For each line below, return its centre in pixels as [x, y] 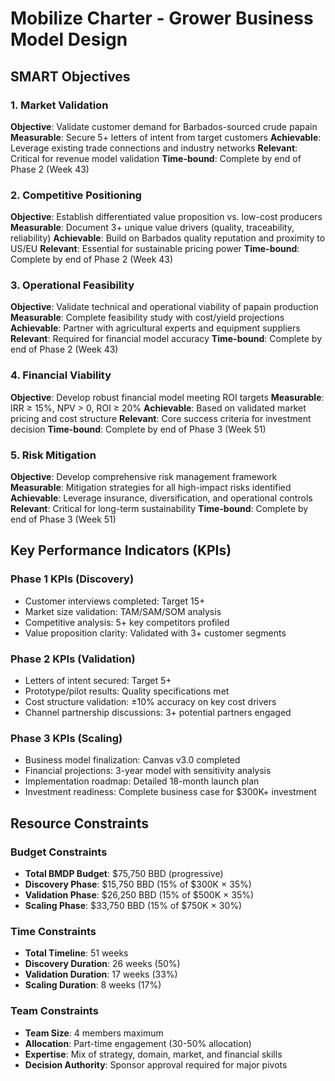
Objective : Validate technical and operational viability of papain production [164, 307]
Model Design [69, 39]
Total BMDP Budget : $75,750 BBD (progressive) [124, 874]
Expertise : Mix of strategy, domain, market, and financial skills [153, 1054]
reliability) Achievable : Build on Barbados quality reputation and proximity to [168, 238]
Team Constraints [54, 1011]
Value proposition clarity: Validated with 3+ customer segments [155, 633]
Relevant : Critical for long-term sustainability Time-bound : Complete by [159, 509]
